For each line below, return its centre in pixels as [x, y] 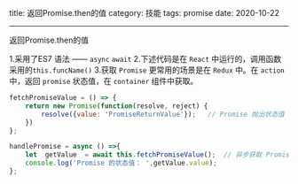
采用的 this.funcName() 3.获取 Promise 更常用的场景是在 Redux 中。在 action [147, 70]
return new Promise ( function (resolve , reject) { [117, 106]
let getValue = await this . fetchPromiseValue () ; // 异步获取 [144, 155]
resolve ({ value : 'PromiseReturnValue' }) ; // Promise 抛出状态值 [163, 114]
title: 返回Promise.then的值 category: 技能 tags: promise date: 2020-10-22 [145, 13]
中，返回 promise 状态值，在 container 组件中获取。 [104, 81]
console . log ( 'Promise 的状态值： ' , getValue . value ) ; [121, 163]
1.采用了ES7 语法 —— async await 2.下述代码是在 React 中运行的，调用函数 [145, 59]
